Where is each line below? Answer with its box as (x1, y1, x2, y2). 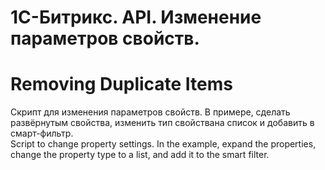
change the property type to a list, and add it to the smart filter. (10, 149, 270, 161)
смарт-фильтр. (10, 127, 74, 140)
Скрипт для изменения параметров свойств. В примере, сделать (10, 106, 291, 118)
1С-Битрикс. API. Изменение (10, 6, 262, 29)
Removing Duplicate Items (10, 73, 234, 96)
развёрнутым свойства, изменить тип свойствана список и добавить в (10, 117, 315, 129)
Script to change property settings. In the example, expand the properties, (10, 138, 317, 150)
